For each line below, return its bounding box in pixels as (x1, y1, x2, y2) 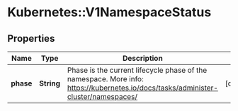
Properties (7, 33, 55, 45)
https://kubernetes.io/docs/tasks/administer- (67, 83, 218, 93)
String (38, 78, 61, 88)
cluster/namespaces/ (67, 92, 138, 101)
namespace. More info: (67, 74, 144, 83)
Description (123, 54, 163, 63)
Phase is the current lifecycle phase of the (67, 65, 208, 75)
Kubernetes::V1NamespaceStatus (7, 4, 212, 21)
